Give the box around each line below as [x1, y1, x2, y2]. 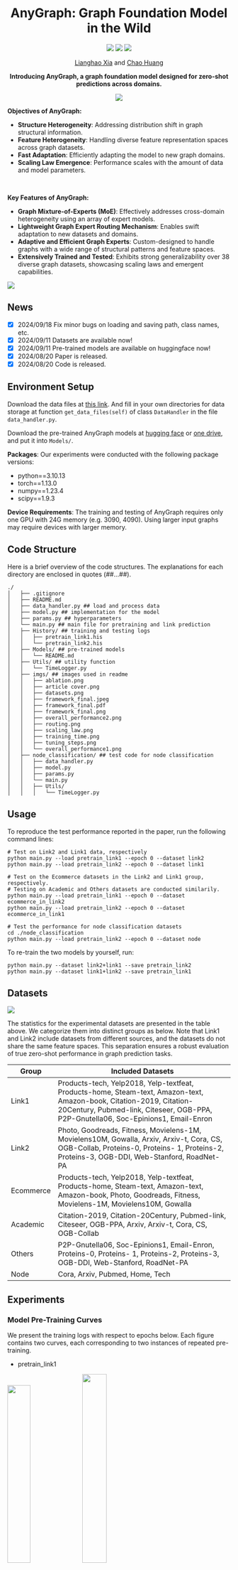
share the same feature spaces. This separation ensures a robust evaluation [7, 1042, 229, 1050]
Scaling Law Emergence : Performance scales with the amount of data [17, 158, 224, 166]
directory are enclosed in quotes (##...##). [7, 570, 132, 579]
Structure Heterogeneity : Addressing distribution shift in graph [17, 120, 203, 129]
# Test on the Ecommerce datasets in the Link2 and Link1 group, [7, 873, 204, 881]
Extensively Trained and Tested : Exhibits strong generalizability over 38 [17, 252, 230, 261]
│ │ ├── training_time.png [7, 733, 100, 740]
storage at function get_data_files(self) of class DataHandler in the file [7, 407, 218, 416]
